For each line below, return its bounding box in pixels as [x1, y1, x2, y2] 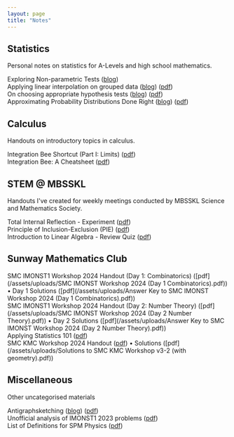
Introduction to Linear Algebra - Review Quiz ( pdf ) [7, 233, 152, 241]
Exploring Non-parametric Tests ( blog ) [7, 75, 119, 84]
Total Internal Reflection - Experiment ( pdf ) [7, 217, 131, 226]
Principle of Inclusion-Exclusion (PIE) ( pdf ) [7, 225, 130, 233]
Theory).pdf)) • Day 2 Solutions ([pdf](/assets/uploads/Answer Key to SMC [7, 316, 225, 325]
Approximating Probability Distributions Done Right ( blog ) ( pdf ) [7, 98, 189, 106]
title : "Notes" [7, 17, 52, 24]
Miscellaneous [7, 374, 73, 386]
